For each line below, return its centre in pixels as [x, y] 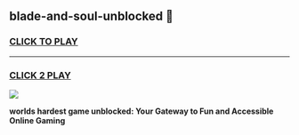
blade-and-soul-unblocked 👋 [91, 16]
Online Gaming [37, 120]
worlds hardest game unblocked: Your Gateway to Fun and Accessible [141, 111]
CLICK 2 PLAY [40, 75]
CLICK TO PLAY [44, 42]
